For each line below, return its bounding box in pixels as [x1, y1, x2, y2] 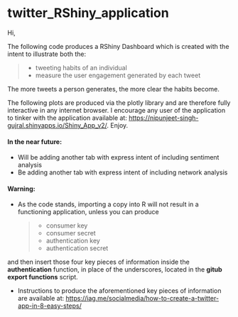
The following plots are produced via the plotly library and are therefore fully [7, 98, 231, 107]
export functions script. [7, 273, 78, 282]
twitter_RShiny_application [7, 5, 169, 21]
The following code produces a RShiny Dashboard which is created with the [7, 42, 229, 50]
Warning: [7, 184, 36, 193]
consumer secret [45, 229, 96, 238]
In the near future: [7, 137, 63, 146]
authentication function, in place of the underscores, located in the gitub [7, 265, 222, 274]
